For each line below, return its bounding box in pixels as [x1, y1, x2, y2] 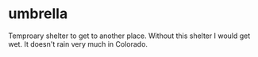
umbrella [8, 5, 68, 23]
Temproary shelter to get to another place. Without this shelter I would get [8, 31, 251, 40]
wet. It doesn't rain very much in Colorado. [8, 39, 148, 48]
